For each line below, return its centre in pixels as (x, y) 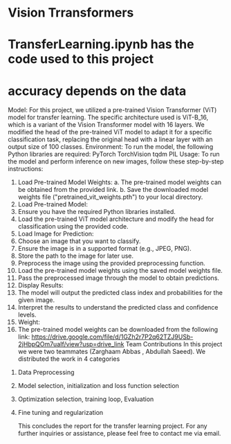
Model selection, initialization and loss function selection (98, 386)
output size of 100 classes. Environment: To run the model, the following (111, 147)
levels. (27, 315)
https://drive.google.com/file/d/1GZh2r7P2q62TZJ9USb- (112, 337)
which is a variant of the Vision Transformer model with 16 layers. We (106, 125)
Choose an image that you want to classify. (79, 241)
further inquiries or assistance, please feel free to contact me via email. (119, 434)
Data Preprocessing (46, 373)
